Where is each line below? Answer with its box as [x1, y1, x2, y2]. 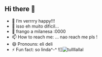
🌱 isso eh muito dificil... [11, 23, 59, 29]
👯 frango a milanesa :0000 [11, 28, 66, 34]
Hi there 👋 [4, 5, 35, 13]
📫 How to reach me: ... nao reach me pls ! [11, 34, 98, 40]
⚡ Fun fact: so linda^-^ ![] [11, 46, 63, 52]
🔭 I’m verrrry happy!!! [11, 18, 55, 24]
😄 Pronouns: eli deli [11, 41, 53, 47]
